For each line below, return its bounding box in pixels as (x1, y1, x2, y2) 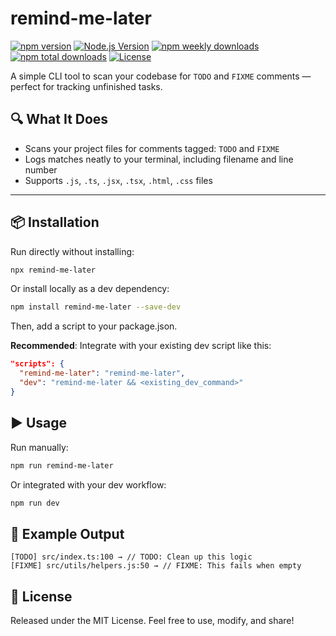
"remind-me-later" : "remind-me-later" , (19, 368, 186, 379)
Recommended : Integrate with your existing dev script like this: (10, 340, 272, 352)
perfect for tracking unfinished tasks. (10, 80, 163, 92)
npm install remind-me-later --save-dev (10, 302, 182, 312)
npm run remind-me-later (10, 460, 114, 471)
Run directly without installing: (10, 245, 135, 257)
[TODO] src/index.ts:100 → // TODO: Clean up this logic (10, 552, 253, 562)
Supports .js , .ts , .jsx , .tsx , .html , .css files (24, 174, 213, 186)
